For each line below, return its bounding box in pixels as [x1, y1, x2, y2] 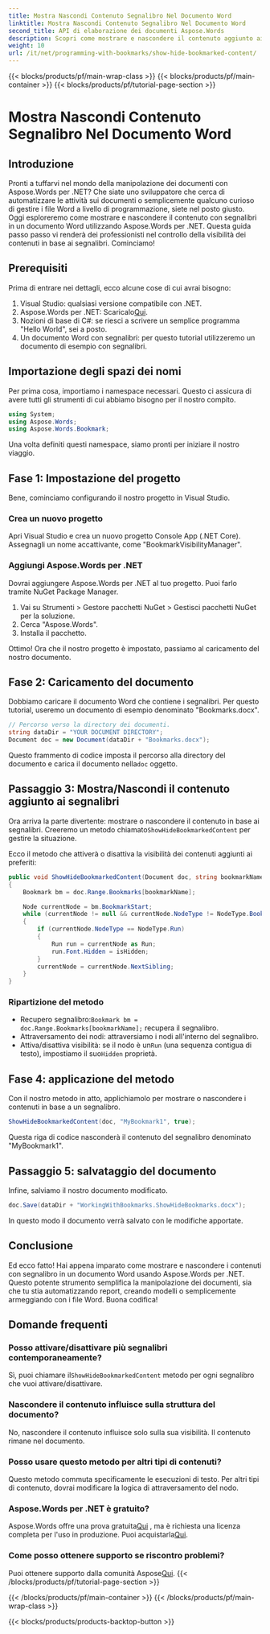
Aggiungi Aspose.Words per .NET [8, 560, 143, 571]
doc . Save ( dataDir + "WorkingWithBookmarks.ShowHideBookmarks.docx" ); [8, 1201, 247, 1209]
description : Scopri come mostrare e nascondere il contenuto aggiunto [8, 34, 253, 43]
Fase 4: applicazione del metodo [8, 1072, 175, 1086]
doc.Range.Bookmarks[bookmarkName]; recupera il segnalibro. [19, 1023, 219, 1033]
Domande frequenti [8, 1318, 108, 1332]
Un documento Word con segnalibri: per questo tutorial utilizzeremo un [19, 332, 256, 342]
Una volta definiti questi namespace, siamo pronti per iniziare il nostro [8, 439, 239, 449]
